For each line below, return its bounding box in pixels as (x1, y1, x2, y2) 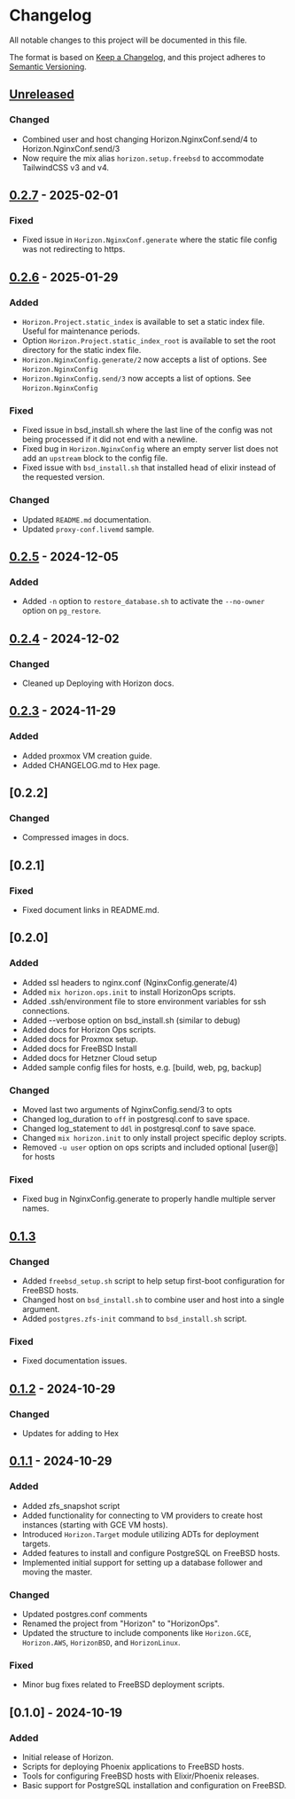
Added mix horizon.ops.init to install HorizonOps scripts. (21, 986, 237, 997)
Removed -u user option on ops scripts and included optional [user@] (21, 1142, 279, 1153)
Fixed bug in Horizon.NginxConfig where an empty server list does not (21, 444, 279, 454)
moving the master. (21, 1567, 93, 1577)
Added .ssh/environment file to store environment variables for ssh (21, 995, 267, 1007)
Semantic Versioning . (9, 61, 87, 72)
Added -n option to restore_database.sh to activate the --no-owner (21, 596, 266, 607)
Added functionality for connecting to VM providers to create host (21, 1510, 263, 1520)
